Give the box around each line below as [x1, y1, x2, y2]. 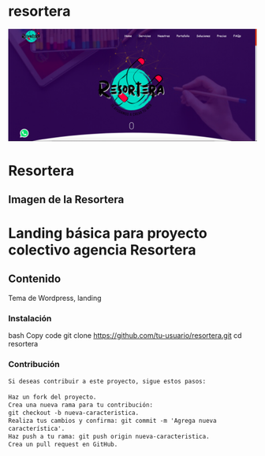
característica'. [8, 424, 65, 433]
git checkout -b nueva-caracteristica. [8, 409, 140, 417]
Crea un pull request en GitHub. [8, 440, 118, 449]
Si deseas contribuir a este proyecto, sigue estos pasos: [8, 377, 207, 386]
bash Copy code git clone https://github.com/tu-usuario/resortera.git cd [8, 331, 242, 340]
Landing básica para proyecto [8, 224, 207, 243]
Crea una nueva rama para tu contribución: [8, 401, 154, 410]
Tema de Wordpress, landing [8, 293, 102, 302]
